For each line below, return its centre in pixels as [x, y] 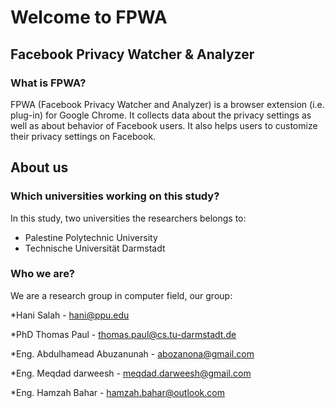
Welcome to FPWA [89, 17]
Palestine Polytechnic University [91, 237]
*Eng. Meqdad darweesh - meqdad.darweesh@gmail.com [131, 373]
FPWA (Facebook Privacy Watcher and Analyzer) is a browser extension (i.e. [167, 104]
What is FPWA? [48, 83]
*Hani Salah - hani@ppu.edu [70, 315]
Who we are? [43, 274]
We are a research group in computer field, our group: [121, 295]
